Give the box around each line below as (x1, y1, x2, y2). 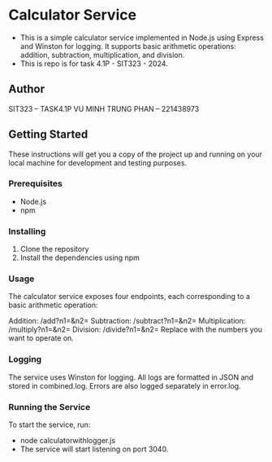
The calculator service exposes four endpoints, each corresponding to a (8, 292, 250, 301)
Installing (8, 226, 46, 237)
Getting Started (8, 128, 89, 142)
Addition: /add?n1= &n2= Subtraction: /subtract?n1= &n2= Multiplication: (8, 316, 246, 326)
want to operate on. (8, 333, 75, 343)
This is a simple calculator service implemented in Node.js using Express (19, 33, 264, 42)
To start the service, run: (8, 420, 91, 429)
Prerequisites (8, 178, 63, 189)
